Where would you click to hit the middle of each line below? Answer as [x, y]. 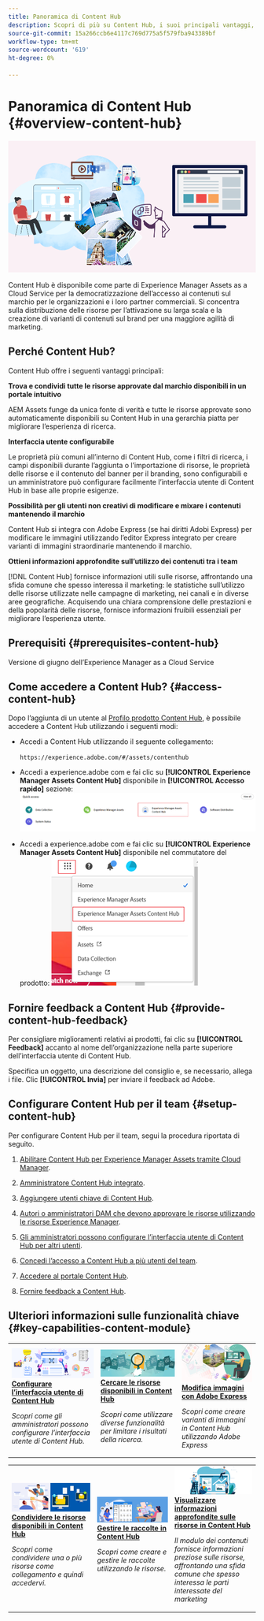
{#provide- [198, 1008]
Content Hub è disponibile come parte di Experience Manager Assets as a [128, 284]
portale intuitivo [35, 394]
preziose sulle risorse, [210, 1557]
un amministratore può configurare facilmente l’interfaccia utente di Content [131, 481]
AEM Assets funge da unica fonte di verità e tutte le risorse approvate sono [130, 409]
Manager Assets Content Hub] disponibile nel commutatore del [123, 853]
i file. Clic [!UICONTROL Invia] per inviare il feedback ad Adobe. [112, 1080]
